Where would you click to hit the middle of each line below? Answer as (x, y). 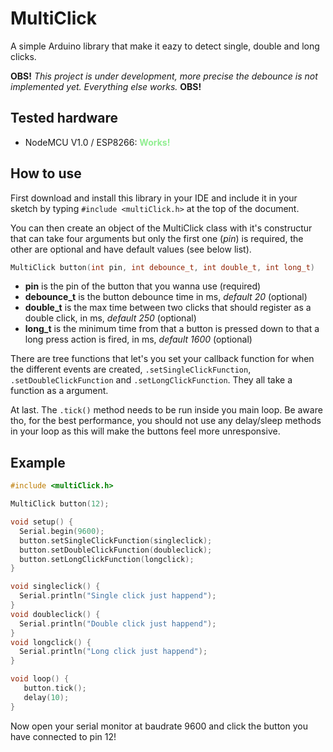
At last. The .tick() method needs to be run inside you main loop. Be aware (166, 410)
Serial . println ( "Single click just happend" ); (118, 596)
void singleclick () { (55, 587)
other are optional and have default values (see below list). (131, 249)
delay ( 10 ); (46, 697)
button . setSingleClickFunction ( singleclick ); (116, 540)
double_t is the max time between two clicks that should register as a (168, 308)
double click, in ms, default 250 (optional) (110, 318)
